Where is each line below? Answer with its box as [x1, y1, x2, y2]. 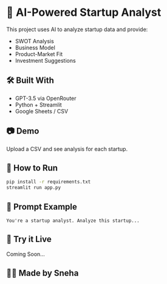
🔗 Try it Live [6, 234, 52, 244]
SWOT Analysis [15, 37, 55, 44]
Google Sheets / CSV [15, 107, 69, 115]
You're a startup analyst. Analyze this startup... [6, 218, 140, 224]
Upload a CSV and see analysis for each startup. [6, 145, 128, 152]
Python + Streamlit [15, 101, 62, 108]
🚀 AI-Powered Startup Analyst [6, 5, 162, 20]
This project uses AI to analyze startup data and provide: [6, 26, 148, 33]
